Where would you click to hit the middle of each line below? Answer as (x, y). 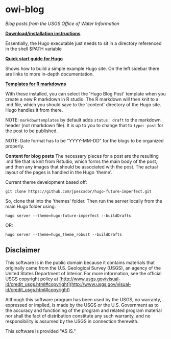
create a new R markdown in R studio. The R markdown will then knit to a (82, 99)
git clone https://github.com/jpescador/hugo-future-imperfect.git (79, 191)
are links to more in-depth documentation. (50, 74)
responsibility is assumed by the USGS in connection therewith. (72, 321)
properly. (15, 146)
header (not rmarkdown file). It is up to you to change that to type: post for (84, 125)
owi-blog (25, 9)
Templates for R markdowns (36, 84)
